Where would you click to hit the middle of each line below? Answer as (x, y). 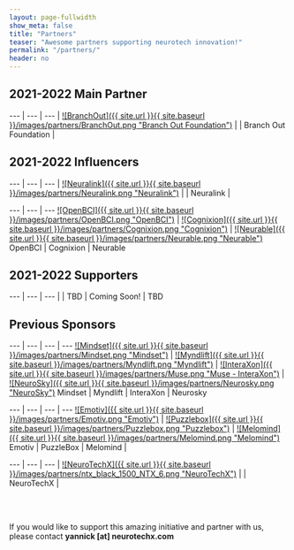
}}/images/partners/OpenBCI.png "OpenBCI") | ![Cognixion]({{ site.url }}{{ (143, 219)
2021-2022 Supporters (74, 275)
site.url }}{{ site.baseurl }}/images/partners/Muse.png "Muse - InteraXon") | (147, 374)
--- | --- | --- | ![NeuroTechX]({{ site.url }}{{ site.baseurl (110, 464)
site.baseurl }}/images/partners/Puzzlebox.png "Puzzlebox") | (122, 429)
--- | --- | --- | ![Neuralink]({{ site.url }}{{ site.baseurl (105, 183)
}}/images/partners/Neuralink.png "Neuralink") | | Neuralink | (120, 193)
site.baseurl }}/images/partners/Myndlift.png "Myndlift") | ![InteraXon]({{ (141, 364)
